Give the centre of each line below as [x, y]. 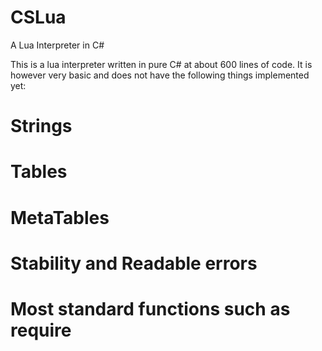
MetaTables [60, 217]
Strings [41, 126]
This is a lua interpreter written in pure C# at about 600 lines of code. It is [161, 64]
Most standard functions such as [150, 308]
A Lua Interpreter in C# [57, 45]
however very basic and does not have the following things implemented [160, 75]
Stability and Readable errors [134, 263]
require [41, 330]
